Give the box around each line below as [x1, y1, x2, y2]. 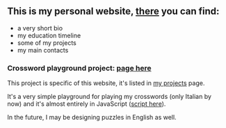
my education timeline [17, 31, 81, 39]
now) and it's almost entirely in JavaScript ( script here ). [7, 100, 166, 108]
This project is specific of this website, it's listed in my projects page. [7, 79, 205, 87]
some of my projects [17, 38, 76, 47]
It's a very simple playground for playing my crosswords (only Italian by [7, 93, 212, 101]
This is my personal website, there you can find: [7, 6, 220, 17]
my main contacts [17, 46, 69, 54]
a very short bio [17, 24, 63, 32]
